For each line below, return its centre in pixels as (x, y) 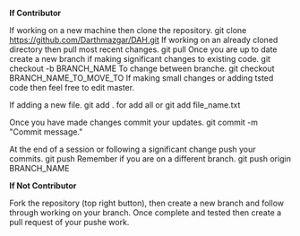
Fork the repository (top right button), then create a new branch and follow (147, 203)
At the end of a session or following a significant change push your (133, 149)
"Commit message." (46, 132)
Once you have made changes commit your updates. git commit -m (133, 122)
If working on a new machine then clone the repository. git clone (128, 30)
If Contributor (35, 13)
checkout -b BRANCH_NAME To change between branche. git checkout (142, 68)
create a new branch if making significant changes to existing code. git (140, 59)
